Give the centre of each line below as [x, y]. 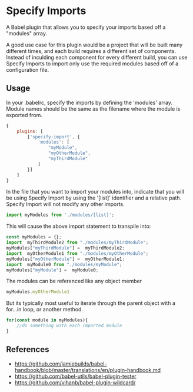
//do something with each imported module [69, 326]
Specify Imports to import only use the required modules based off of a [92, 64]
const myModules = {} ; [34, 237]
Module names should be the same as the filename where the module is [93, 109]
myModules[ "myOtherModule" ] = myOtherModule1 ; [66, 259]
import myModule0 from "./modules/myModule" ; [64, 264]
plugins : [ [30, 131]
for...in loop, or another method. [45, 310]
